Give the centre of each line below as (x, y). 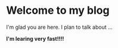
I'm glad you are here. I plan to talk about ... (60, 27)
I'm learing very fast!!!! (35, 38)
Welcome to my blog (58, 10)
